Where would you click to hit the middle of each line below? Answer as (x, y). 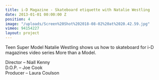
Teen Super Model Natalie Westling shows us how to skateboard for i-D (79, 47)
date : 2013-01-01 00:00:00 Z (36, 14)
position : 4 (18, 19)
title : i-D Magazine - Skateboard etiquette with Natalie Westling (78, 10)
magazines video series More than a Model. (51, 52)
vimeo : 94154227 (22, 28)
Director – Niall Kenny (28, 62)
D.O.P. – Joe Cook (24, 67)
